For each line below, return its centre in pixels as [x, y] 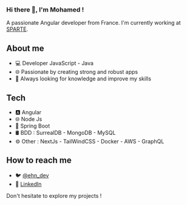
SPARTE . [17, 29]
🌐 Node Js [29, 119]
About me [25, 48]
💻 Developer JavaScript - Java [54, 63]
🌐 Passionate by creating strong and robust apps [76, 72]
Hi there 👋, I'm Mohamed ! [45, 10]
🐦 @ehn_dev [32, 175]
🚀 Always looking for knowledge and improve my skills [83, 79]
